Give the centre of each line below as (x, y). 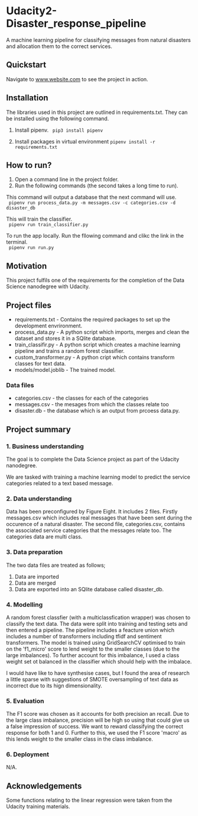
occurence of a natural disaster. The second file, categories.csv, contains (95, 524)
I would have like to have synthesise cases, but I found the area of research (98, 673)
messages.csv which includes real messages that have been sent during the (99, 518)
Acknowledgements (44, 786)
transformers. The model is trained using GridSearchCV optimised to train (96, 642)
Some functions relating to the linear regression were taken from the (89, 800)
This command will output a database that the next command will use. (91, 197)
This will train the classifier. (39, 219)
